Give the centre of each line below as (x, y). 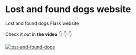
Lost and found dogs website (68, 9)
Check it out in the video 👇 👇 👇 (39, 34)
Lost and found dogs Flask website (42, 23)
